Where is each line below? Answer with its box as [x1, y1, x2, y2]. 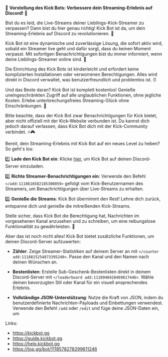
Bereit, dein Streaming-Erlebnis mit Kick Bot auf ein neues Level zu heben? [5, 141, 160, 146]
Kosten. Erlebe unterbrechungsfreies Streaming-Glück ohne [5, 98, 129, 103]
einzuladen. [20, 163, 44, 169]
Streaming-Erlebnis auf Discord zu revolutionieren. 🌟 [5, 31, 114, 36]
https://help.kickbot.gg [12, 341, 60, 346]
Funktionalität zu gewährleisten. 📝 [5, 224, 75, 229]
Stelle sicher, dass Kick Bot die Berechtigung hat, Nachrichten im [5, 213, 139, 219]
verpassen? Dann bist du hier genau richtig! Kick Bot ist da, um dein [5, 25, 145, 31]
